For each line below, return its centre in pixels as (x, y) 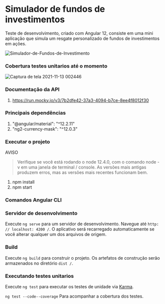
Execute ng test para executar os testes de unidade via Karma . (69, 286)
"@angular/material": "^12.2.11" (43, 124)
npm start (22, 187)
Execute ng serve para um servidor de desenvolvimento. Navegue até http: (82, 224)
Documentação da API (33, 90)
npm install (23, 182)
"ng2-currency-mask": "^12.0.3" (45, 129)
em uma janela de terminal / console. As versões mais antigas (84, 167)
